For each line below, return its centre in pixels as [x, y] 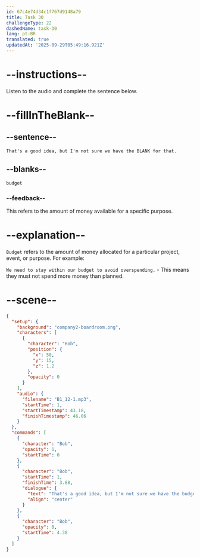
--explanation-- [46, 235]
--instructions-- [47, 75]
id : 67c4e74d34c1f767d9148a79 [44, 12]
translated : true [28, 39]
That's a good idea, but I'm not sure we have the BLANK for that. [92, 151]
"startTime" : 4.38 [45, 532]
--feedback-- [26, 198]
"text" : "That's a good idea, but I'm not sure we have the [104, 493]
